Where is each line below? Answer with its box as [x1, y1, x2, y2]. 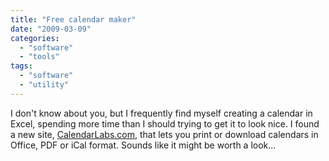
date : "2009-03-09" [10, 24, 92, 34]
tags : [10, 61, 33, 71]
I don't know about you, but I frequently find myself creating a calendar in [10, 107, 313, 119]
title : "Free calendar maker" [10, 14, 137, 25]
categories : [10, 33, 60, 43]
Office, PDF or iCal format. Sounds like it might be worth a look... [10, 139, 277, 151]
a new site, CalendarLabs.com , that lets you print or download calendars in [10, 128, 319, 140]
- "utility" [19, 80, 70, 90]
